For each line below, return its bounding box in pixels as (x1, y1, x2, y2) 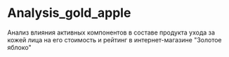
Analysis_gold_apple (7, 5, 131, 21)
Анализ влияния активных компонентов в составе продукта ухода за (7, 28, 216, 37)
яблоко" (7, 43, 32, 51)
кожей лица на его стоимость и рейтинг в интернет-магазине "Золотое (7, 35, 222, 44)
